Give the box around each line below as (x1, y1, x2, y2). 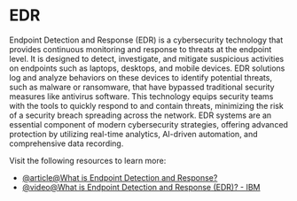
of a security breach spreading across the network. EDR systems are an (9, 110, 272, 120)
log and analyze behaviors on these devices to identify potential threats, (9, 72, 273, 82)
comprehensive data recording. (9, 138, 124, 149)
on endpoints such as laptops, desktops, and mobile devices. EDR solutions (9, 63, 285, 73)
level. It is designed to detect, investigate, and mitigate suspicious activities (9, 53, 285, 64)
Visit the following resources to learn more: (9, 155, 167, 166)
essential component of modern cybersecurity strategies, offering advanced (9, 119, 288, 129)
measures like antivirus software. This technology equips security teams (9, 90, 274, 102)
